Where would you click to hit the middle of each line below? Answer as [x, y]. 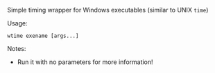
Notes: [17, 49]
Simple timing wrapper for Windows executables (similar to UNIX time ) [108, 10]
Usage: [17, 23]
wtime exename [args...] [43, 36]
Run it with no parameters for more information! [85, 62]
